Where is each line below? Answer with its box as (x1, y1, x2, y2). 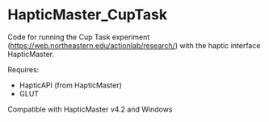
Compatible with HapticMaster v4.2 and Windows (7, 104, 173, 114)
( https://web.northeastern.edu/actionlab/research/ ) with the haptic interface (7, 40, 261, 50)
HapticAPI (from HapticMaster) (19, 80, 123, 90)
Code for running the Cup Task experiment (7, 32, 150, 42)
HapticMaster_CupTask (7, 6, 167, 24)
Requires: (7, 64, 40, 74)
